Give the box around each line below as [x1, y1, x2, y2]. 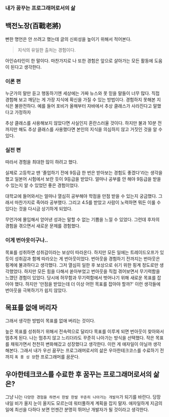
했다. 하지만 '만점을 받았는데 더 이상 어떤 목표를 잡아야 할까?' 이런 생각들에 [14, 281, 160, 287]
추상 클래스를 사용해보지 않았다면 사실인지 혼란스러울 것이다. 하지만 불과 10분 [5, 120, 157, 126]
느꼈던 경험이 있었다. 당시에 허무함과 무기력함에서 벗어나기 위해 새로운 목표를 [5, 274, 156, 280]
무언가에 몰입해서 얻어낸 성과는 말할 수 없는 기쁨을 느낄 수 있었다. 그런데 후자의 [5, 217, 160, 223]
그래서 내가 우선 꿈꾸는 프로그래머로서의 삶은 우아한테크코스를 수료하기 [20, 348, 159, 354]
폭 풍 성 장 [14, 355, 35, 360]
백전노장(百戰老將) [5, 22, 62, 30]
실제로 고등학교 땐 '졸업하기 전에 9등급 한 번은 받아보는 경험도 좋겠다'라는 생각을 [5, 170, 163, 176]
